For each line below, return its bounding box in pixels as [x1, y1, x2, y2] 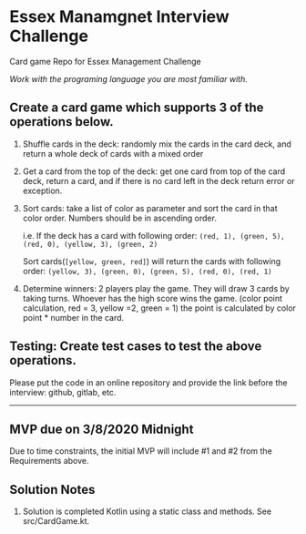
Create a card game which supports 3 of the [9, 100, 264, 116]
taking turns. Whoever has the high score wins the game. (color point [22, 293, 283, 303]
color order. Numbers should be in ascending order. [22, 212, 217, 223]
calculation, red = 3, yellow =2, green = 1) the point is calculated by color [22, 303, 296, 313]
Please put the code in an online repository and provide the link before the [9, 376, 288, 388]
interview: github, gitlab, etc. [9, 386, 117, 397]
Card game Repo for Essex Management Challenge [9, 56, 202, 67]
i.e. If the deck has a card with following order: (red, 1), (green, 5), [22, 230, 285, 241]
